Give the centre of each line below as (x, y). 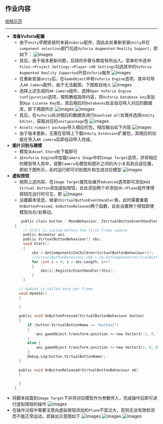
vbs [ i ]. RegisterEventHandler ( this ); (78, 271)
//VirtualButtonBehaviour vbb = (64, 257)
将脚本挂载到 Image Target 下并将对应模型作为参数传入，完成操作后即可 (82, 398)
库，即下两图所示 (36, 109)
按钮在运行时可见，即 (41, 194)
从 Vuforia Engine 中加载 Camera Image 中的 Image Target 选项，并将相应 (88, 157)
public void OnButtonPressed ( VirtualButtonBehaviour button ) (82, 316)
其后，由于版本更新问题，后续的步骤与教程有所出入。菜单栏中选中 (85, 60)
